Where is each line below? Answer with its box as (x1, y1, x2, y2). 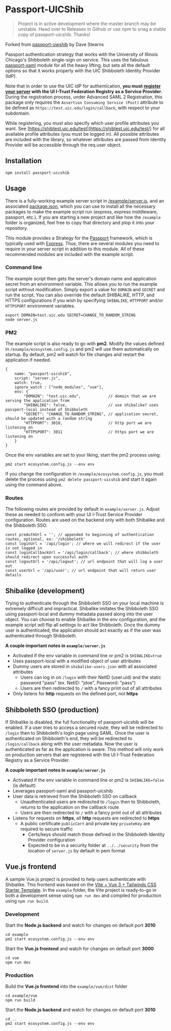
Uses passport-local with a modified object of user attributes (12, 658, 141, 664)
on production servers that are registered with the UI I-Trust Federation (5, 751, 155, 758)
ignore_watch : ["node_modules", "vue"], (14, 385, 104, 390)
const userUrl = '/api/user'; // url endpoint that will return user (5, 568, 157, 573)
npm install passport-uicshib (5, 170, 70, 175)
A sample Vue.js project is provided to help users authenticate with (5, 876, 146, 882)
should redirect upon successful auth (5, 554, 88, 560)
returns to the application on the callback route (20, 804, 119, 810)
